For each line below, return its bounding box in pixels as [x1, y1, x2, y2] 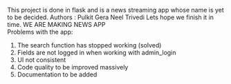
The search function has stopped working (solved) [17, 41, 162, 49]
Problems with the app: [7, 28, 73, 36]
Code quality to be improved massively [17, 63, 129, 71]
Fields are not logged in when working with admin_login [17, 48, 176, 56]
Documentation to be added [17, 70, 98, 78]
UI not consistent [17, 56, 66, 64]
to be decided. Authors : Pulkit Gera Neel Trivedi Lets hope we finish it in [7, 13, 214, 21]
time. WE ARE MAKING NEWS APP [7, 21, 106, 28]
